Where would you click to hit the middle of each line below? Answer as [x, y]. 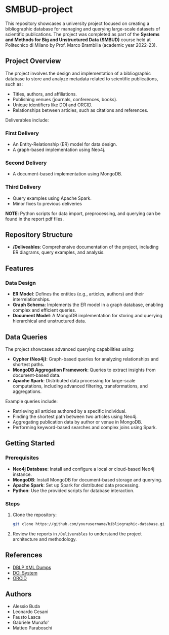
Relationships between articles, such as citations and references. [80, 110]
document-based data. [36, 375]
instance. [22, 474]
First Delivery [22, 133]
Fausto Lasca [27, 617]
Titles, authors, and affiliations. [45, 94]
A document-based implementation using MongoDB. [67, 174]
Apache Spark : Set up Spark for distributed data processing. [76, 485]
